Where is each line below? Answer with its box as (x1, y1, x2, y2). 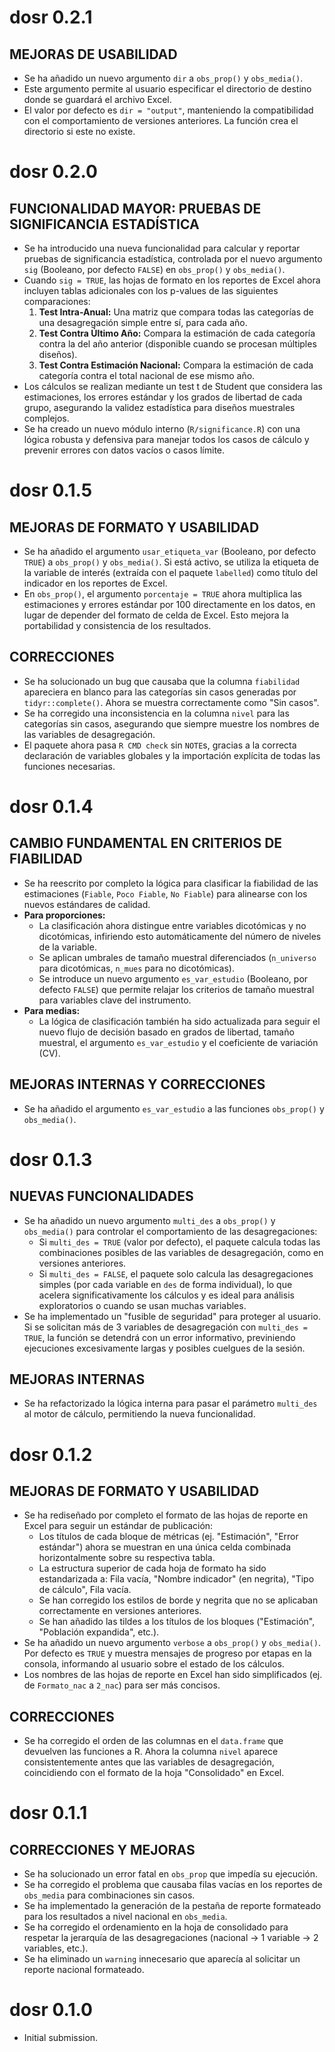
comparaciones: (23, 296, 91, 307)
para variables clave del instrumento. (38, 994, 192, 1006)
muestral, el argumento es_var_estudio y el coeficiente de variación (38, 1036, 319, 1048)
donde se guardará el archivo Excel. (23, 94, 172, 105)
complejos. (23, 412, 70, 424)
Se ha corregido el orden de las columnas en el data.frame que (23, 1735, 284, 1747)
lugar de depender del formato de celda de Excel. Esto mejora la (23, 609, 289, 621)
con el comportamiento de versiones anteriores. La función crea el (23, 115, 299, 126)
